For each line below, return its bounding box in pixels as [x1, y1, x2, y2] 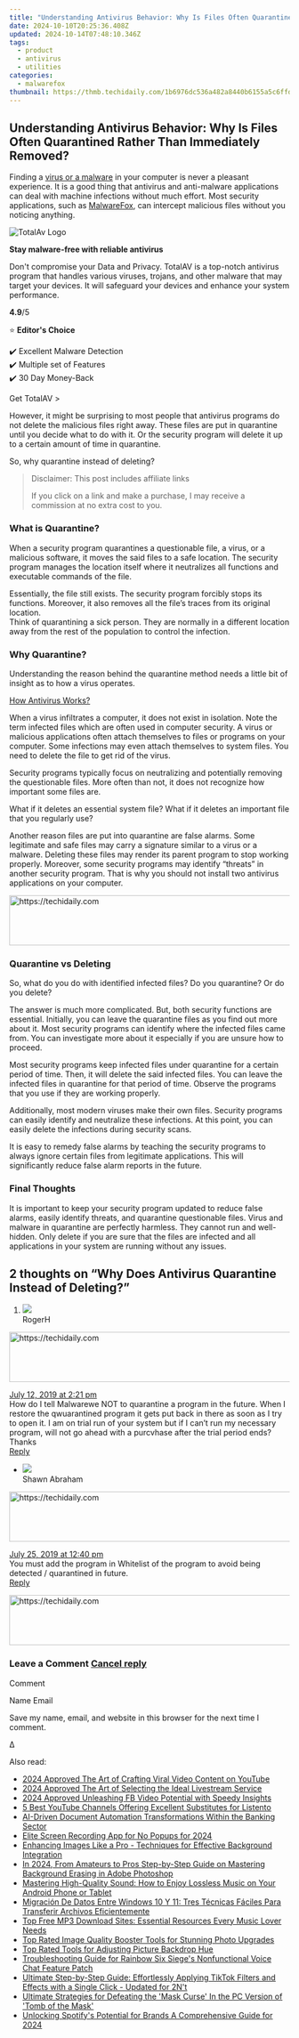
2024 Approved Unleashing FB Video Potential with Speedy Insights [21, 1792, 272, 1803]
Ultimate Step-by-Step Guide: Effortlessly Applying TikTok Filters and [21, 1972, 276, 1983]
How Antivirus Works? [9, 695, 91, 706]
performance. [9, 290, 60, 301]
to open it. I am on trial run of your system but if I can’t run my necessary [9, 1418, 277, 1428]
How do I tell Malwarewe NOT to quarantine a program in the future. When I [9, 1399, 287, 1410]
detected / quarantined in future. [9, 1568, 129, 1579]
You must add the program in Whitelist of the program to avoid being [9, 1558, 261, 1569]
